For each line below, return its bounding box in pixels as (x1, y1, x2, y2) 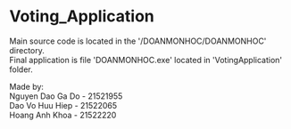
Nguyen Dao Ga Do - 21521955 (9, 91, 123, 101)
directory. (9, 44, 45, 55)
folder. (9, 64, 33, 75)
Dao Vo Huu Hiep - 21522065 (9, 100, 118, 110)
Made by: (9, 81, 45, 92)
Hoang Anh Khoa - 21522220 (9, 109, 117, 120)
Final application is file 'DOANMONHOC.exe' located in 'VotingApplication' (9, 54, 283, 65)
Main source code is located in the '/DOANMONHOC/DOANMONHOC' (9, 36, 267, 46)
